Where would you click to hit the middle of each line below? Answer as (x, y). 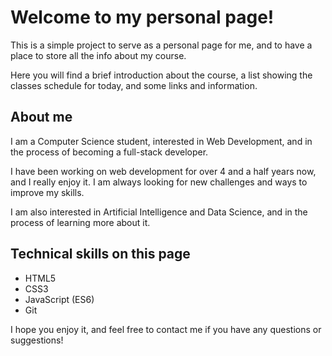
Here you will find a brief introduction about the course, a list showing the (161, 75)
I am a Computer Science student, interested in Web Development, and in (161, 141)
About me (41, 117)
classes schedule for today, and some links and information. (134, 85)
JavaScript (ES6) (59, 299)
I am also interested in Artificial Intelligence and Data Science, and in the (159, 212)
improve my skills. (47, 192)
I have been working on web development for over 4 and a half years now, (163, 171)
